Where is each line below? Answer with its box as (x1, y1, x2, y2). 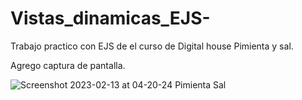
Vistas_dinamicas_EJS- (10, 7, 211, 30)
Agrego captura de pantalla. (10, 59, 126, 71)
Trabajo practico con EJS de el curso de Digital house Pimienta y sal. (10, 40, 294, 52)
